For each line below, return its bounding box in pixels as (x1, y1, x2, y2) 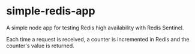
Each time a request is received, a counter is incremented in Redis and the (6, 35, 190, 43)
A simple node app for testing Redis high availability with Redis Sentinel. (6, 24, 184, 31)
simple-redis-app (6, 4, 95, 18)
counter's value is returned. (6, 42, 75, 49)
